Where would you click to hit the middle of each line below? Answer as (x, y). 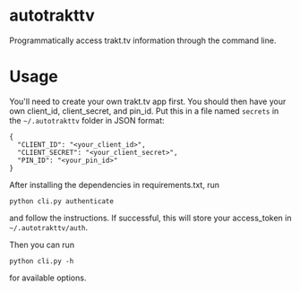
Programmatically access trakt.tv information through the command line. (143, 40)
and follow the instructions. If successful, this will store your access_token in (150, 218)
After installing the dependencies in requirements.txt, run (114, 185)
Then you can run (42, 245)
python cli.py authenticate (62, 201)
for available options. (48, 278)
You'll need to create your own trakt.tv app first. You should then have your (148, 101)
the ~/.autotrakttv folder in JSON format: (87, 120)
